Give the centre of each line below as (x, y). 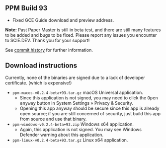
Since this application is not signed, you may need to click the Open (89, 98)
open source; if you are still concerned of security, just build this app (90, 113)
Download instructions (41, 66)
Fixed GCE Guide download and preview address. (63, 20)
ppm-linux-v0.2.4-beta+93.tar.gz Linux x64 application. (70, 140)
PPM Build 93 (26, 8)
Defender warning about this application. (61, 135)
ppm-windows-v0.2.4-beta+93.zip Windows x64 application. (73, 124)
